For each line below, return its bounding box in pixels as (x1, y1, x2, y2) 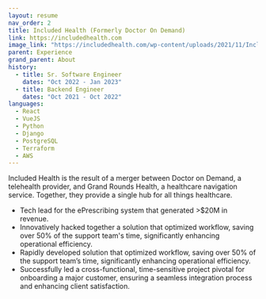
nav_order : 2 (8, 19, 51, 27)
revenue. (19, 214, 49, 224)
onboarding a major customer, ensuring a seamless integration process (19, 273, 253, 282)
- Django (15, 129, 44, 137)
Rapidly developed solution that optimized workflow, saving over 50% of (19, 247, 256, 258)
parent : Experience (8, 48, 73, 56)
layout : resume (8, 11, 59, 20)
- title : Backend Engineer (15, 85, 104, 94)
